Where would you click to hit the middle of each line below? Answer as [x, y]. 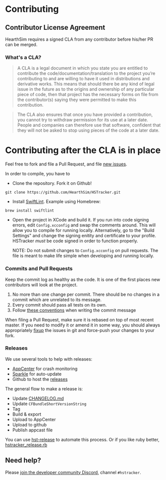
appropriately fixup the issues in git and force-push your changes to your [80, 330]
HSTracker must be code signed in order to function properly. [75, 241]
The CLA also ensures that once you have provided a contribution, [85, 114]
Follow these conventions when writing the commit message [74, 310]
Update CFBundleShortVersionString [49, 403]
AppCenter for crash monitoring [45, 369]
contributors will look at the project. [41, 285]
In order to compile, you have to [38, 174]
